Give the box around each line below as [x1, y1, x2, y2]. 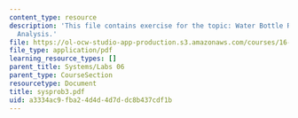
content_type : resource [9, 12, 98, 22]
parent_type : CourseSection [9, 71, 114, 80]
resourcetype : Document [9, 79, 98, 88]
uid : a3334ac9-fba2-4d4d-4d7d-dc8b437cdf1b [9, 95, 173, 105]
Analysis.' [17, 29, 58, 38]
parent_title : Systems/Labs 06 [9, 63, 125, 72]
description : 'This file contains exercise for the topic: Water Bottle [9, 21, 284, 30]
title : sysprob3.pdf [9, 87, 86, 96]
